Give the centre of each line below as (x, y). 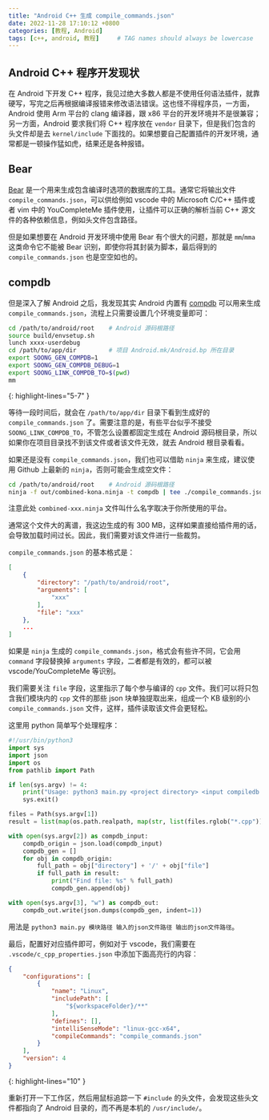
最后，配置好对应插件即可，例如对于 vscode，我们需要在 (102, 943)
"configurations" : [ (57, 976)
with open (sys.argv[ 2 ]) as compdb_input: (78, 836)
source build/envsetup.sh (51, 335)
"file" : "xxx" (60, 612)
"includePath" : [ (80, 999)
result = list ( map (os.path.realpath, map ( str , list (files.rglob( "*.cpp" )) (136, 822)
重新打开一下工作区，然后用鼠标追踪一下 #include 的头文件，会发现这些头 (130, 1098)
